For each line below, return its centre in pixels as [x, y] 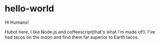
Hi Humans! [17, 22]
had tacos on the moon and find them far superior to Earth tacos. [72, 37]
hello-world [30, 9]
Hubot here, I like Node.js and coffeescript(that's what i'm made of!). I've [80, 32]
